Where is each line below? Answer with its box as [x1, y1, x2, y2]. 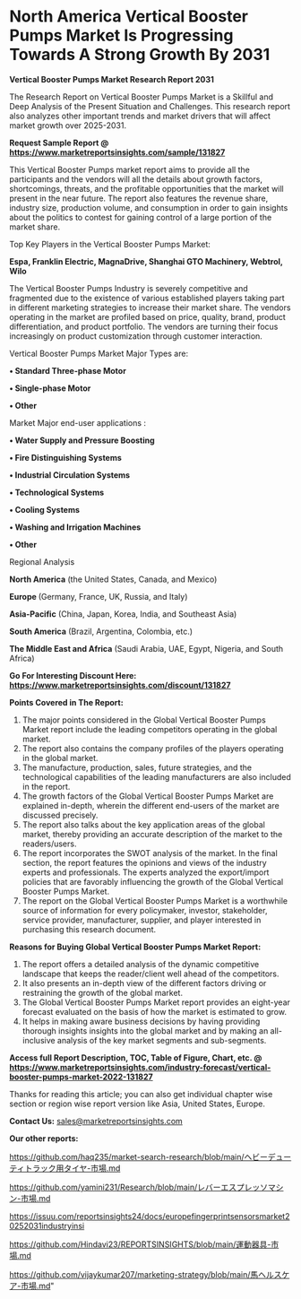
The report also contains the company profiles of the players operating [21, 742, 284, 754]
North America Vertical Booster [9, 6, 249, 27]
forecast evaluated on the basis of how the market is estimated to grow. [21, 1006, 287, 1017]
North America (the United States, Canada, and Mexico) [9, 574, 218, 585]
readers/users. [21, 838, 77, 849]
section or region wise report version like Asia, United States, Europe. [9, 1098, 266, 1109]
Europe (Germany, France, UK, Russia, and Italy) [9, 591, 188, 602]
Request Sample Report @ [9, 137, 109, 148]
